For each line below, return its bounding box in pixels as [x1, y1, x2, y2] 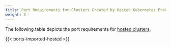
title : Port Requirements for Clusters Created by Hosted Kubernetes [5, 7, 156, 13]
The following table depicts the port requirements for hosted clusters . [5, 26, 151, 32]
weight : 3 [5, 12, 26, 17]
